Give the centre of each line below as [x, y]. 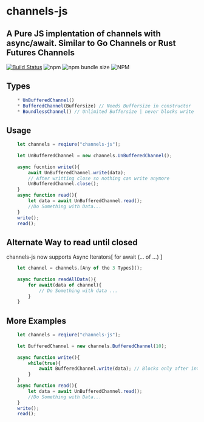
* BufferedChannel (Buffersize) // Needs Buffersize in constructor [104, 106]
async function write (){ [49, 357]
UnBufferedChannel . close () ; [63, 184]
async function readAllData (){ [57, 279]
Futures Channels [40, 53]
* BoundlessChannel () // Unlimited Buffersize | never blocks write [106, 111]
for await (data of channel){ [65, 285]
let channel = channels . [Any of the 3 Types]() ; [80, 268]
